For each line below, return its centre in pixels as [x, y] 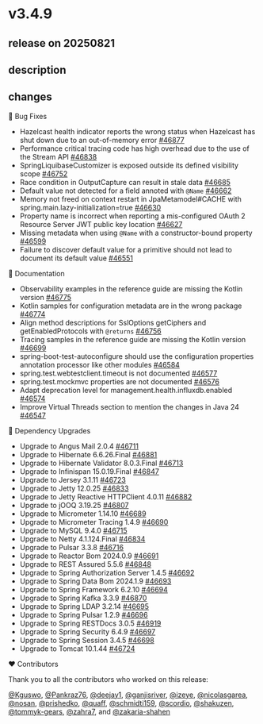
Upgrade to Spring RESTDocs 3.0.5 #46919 [90, 623]
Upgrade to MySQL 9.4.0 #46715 [73, 530]
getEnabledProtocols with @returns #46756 [90, 331]
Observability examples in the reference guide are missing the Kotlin [131, 289]
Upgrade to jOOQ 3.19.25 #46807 [74, 505]
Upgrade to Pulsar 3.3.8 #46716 [72, 547]
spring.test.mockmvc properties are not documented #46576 [120, 381]
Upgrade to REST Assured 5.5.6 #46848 [86, 564]
